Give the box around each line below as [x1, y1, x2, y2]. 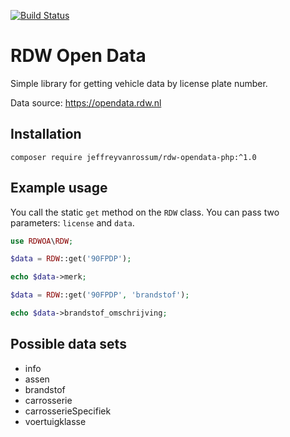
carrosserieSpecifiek [24, 405, 112, 417]
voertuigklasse [24, 415, 87, 427]
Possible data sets [10, 336, 127, 353]
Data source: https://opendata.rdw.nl [10, 96, 162, 109]
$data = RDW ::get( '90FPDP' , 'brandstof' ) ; [10, 290, 190, 300]
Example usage [10, 180, 108, 197]
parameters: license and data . [10, 216, 135, 229]
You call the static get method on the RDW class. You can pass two [10, 206, 280, 218]
